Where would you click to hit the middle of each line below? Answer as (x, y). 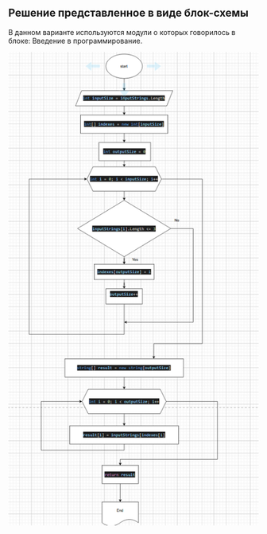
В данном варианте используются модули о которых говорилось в (122, 32)
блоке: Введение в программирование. (75, 41)
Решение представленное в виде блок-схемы (128, 13)
